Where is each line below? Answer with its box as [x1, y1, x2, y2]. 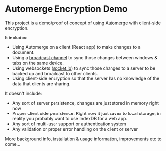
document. [12, 49, 35, 55]
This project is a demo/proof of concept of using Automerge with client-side [5, 20, 161, 26]
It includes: [5, 35, 28, 40]
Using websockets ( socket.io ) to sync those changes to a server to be [12, 65, 156, 71]
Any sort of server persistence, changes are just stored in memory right [12, 100, 159, 106]
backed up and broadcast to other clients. [12, 70, 98, 76]
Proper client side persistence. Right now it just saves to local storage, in [12, 110, 161, 116]
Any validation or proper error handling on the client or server [12, 126, 138, 132]
